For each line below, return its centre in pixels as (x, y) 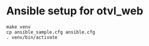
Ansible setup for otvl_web (75, 11)
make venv (19, 27)
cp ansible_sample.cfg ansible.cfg (51, 32)
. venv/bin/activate (32, 37)
